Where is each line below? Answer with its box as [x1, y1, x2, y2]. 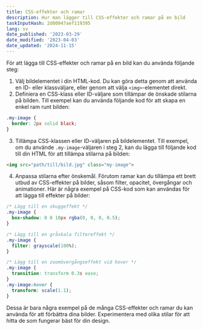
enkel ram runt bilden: [15, 103, 70, 110]
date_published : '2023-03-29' [6, 31, 83, 38]
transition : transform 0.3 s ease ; [12, 271, 99, 277]
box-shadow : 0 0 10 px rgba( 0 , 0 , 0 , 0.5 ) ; [12, 215, 121, 221]
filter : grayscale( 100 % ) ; [12, 243, 78, 249]
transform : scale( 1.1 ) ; [12, 287, 72, 294]
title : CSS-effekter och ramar [6, 8, 85, 15]
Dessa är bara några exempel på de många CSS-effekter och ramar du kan [6, 304, 193, 311]
